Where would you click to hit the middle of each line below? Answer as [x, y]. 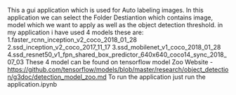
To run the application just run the [157, 77]
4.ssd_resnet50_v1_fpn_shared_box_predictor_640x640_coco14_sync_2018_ [117, 54]
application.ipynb [32, 84]
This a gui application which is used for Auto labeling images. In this [105, 10]
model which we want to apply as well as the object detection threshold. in [115, 25]
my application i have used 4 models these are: [76, 32]
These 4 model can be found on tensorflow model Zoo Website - [119, 62]
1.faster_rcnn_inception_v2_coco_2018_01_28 [72, 40]
